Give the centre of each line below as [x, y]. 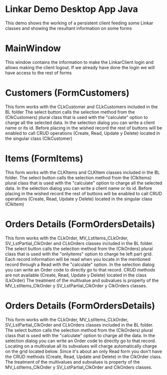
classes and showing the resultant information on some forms [69, 28]
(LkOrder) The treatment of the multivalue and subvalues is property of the [82, 280]
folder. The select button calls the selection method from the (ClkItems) [79, 177]
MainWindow [33, 49]
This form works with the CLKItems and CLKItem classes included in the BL [83, 172]
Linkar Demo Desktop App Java [72, 9]
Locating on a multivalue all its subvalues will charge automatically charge [81, 346]
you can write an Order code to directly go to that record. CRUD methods [80, 269]
